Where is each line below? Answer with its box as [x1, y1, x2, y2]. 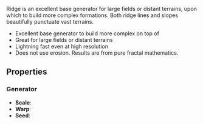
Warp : [15, 105, 32, 112]
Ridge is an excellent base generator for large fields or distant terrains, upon [6, 5, 198, 12]
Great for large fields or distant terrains [15, 36, 113, 43]
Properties [6, 67, 47, 77]
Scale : [15, 98, 32, 106]
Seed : [15, 112, 30, 119]
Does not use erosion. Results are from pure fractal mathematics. [15, 49, 179, 57]
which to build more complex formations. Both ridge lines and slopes [6, 12, 178, 19]
